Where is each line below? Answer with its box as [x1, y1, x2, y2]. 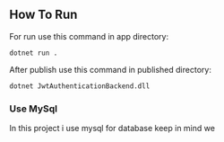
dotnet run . [9, 49, 58, 58]
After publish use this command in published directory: [9, 64, 212, 75]
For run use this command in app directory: [9, 31, 168, 41]
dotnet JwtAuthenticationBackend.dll [9, 81, 151, 91]
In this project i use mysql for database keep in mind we [9, 123, 215, 134]
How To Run [9, 7, 78, 22]
